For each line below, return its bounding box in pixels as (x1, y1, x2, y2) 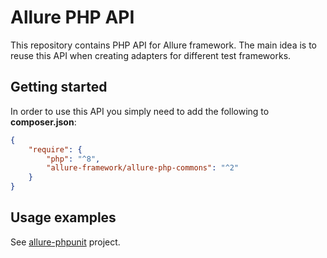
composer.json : (10, 116, 77, 128)
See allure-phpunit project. (10, 236, 121, 248)
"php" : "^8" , (46, 154, 101, 164)
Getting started (10, 79, 108, 96)
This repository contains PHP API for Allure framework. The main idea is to (10, 39, 318, 51)
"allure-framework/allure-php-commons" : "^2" (46, 163, 240, 173)
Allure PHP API (10, 6, 135, 29)
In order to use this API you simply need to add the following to (10, 105, 270, 117)
